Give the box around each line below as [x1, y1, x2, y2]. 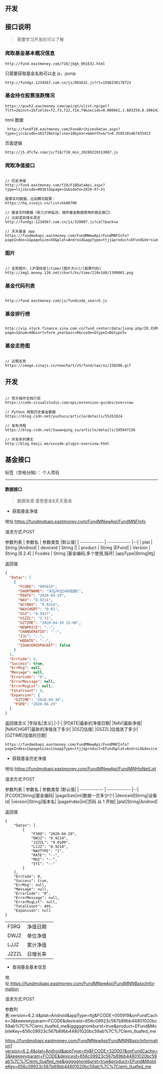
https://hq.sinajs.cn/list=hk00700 [5, 201, 77, 206]
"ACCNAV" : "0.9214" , [17, 602, 60, 607]
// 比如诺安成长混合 [5, 216, 41, 220]
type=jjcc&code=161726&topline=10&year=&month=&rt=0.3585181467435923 [5, 131, 151, 136]
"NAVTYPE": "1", [31, 849, 64, 854]
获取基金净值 [12, 508, 38, 514]
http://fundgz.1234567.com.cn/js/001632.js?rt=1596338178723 [5, 80, 131, 85]
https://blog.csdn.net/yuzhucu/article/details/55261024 [5, 414, 123, 419]
